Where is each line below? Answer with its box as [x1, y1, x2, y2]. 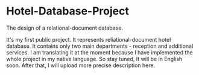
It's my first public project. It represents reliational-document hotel [6, 36, 171, 43]
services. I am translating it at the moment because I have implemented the [6, 48, 193, 56]
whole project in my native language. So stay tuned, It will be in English [6, 55, 183, 62]
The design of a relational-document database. [6, 24, 124, 31]
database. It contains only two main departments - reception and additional [6, 42, 194, 50]
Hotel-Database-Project [6, 4, 130, 18]
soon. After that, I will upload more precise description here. [6, 62, 156, 69]
